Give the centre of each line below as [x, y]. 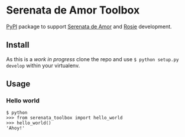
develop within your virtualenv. [43, 65]
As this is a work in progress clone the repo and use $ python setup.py [92, 59]
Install [18, 45]
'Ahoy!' [16, 128]
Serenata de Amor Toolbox [73, 10]
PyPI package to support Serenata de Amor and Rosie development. [89, 26]
